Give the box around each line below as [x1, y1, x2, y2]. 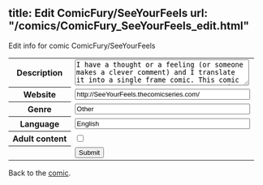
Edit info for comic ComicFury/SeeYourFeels [8, 41, 156, 50]
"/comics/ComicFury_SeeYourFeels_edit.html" [8, 19, 250, 33]
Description [16, 67, 63, 79]
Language [19, 118, 59, 130]
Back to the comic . [8, 168, 71, 178]
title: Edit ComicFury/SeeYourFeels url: [8, 6, 209, 20]
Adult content [12, 133, 67, 144]
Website [23, 89, 57, 101]
